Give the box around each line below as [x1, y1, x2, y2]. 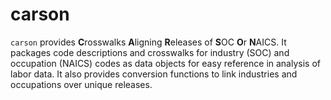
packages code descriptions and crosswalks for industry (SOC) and [10, 46, 290, 58]
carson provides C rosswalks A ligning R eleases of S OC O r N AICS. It [10, 36, 287, 48]
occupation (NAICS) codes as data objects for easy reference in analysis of [10, 57, 321, 69]
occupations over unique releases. [10, 78, 153, 90]
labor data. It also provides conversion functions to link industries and [10, 68, 298, 80]
